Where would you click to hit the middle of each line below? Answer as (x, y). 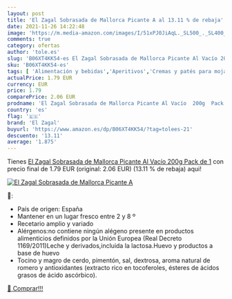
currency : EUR (28, 84)
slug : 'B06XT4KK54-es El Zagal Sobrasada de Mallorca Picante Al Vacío (112, 59)
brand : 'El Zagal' (33, 123)
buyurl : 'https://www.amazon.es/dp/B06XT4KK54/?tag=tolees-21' (100, 129)
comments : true (29, 39)
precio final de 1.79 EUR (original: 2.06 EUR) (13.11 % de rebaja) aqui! (104, 169)
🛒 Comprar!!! (25, 289)
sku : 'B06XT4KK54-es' (38, 65)
